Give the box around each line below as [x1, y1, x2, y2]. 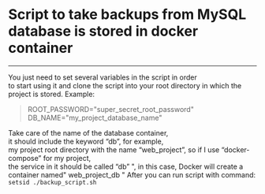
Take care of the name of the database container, [8, 128, 169, 137]
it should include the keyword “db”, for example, [8, 136, 164, 146]
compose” [8, 153, 42, 162]
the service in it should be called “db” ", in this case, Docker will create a [8, 162, 244, 171]
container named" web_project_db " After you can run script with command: [8, 170, 256, 179]
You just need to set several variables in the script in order [8, 73, 197, 82]
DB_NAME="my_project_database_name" [27, 113, 162, 122]
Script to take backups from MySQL [8, 6, 247, 24]
